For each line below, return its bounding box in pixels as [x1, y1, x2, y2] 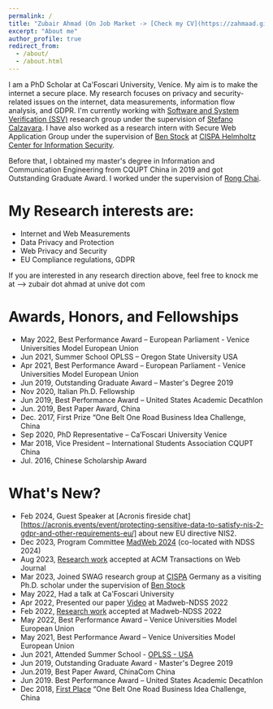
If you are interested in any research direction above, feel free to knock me [8, 270, 258, 280]
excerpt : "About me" [8, 27, 79, 35]
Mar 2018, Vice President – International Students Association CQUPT [19, 438, 254, 448]
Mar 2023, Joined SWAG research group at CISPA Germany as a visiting [19, 571, 262, 581]
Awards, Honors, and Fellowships [8, 308, 240, 326]
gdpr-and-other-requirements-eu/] [19, 528, 137, 538]
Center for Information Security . [8, 140, 115, 150]
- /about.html [15, 58, 63, 66]
